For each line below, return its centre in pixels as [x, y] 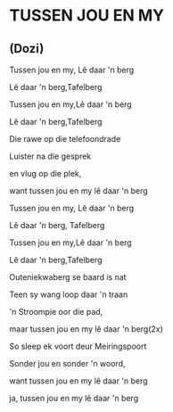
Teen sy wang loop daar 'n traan [69, 294]
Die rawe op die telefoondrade [65, 139]
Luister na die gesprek [50, 156]
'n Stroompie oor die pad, [56, 312]
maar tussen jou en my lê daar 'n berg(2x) [86, 329]
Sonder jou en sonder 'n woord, [68, 363]
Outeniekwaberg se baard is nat [68, 277]
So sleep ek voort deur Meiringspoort [78, 346]
